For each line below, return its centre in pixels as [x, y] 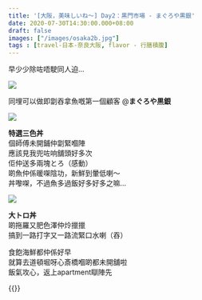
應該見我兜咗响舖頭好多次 [50, 154]
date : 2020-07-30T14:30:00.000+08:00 [71, 23]
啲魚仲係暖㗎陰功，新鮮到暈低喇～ [64, 174]
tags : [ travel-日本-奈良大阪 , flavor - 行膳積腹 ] [88, 46]
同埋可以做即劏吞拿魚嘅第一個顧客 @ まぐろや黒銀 [90, 102]
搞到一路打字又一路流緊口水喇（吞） [68, 235]
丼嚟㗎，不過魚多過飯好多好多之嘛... [67, 183]
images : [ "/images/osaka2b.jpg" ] [64, 38]
